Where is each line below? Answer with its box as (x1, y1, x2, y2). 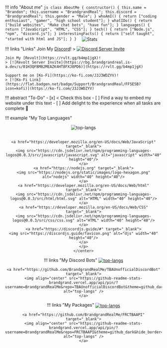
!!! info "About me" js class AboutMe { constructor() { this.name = (5, 4, 147, 10)
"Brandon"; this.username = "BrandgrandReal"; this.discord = (5, 9, 137, 14)
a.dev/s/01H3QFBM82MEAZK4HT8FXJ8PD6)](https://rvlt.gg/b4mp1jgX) (5, 64, 143, 69)
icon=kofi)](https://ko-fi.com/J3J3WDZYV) (5, 86, 94, 91)
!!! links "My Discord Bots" (44, 257, 98, 263)
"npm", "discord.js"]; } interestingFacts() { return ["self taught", (5, 31, 155, 36)
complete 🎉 (5, 105, 29, 111)
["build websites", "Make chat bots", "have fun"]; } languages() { (5, 22, 150, 27)
